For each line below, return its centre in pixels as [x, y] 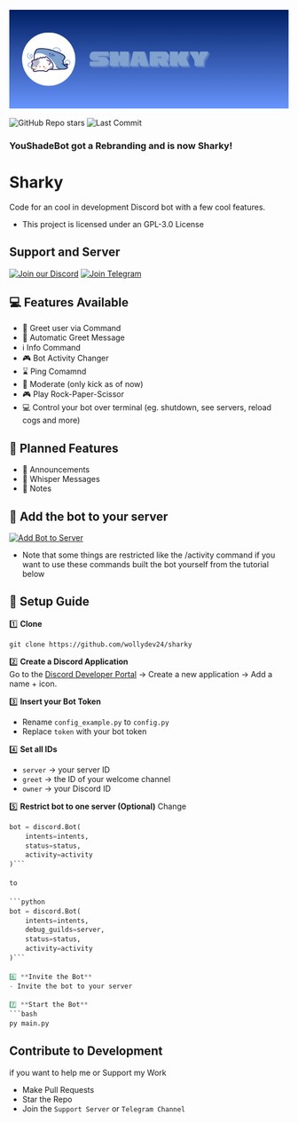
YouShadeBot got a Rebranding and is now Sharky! [121, 146]
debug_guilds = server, [65, 930]
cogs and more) [51, 420]
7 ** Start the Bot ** [49, 1005]
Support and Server [65, 253]
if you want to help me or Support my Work [88, 1072]
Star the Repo [47, 1099]
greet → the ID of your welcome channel [96, 779]
